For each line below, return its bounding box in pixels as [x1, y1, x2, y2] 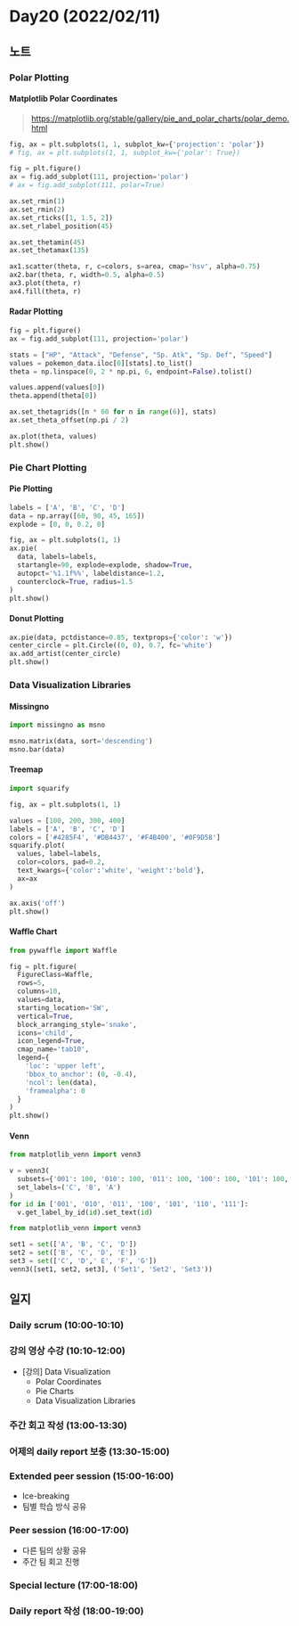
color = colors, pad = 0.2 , [17, 858, 105, 866]
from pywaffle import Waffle [9, 946, 117, 955]
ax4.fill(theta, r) [9, 287, 82, 296]
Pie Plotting [9, 483, 53, 494]
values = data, [17, 996, 66, 1005]
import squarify [9, 784, 69, 793]
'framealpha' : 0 [25, 1086, 86, 1096]
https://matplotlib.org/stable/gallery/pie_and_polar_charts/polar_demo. [30, 113, 290, 124]
